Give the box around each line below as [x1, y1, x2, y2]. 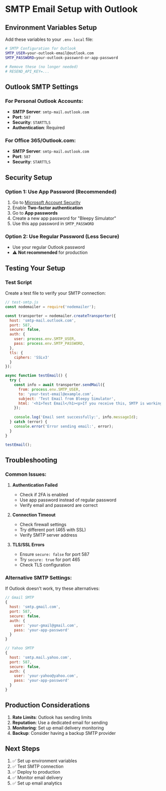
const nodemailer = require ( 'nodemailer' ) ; [5, 304, 96, 309]
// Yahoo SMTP [5, 646, 35, 651]
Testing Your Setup [5, 264, 66, 272]
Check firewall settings [19, 522, 67, 528]
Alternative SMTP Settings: [5, 574, 72, 581]
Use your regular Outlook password [12, 244, 85, 250]
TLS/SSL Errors [12, 542, 45, 548]
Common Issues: [5, 471, 47, 477]
